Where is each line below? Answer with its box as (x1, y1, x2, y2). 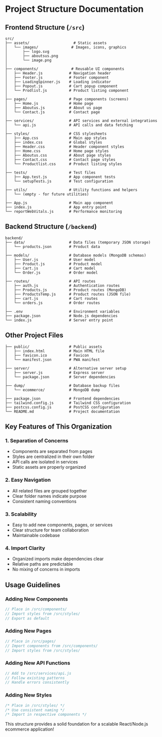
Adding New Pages (5, 627, 52, 634)
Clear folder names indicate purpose (12, 493, 87, 499)
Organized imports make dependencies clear (12, 556, 104, 562)
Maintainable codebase (12, 532, 60, 538)
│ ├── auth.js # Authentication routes (5, 283, 120, 288)
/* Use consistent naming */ (5, 707, 65, 712)
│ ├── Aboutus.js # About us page (5, 105, 102, 110)
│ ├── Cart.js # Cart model (5, 266, 96, 271)
